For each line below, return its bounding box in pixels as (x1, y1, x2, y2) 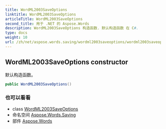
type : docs (5, 30, 28, 35)
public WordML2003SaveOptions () (5, 81, 72, 87)
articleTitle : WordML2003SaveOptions (5, 16, 83, 21)
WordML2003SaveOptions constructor (5, 58, 128, 66)
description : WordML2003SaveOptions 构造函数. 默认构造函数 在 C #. (5, 26, 139, 31)
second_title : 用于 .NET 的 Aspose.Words (5, 21, 89, 26)
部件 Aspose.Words (12, 118, 52, 124)
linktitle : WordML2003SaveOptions (5, 12, 77, 17)
